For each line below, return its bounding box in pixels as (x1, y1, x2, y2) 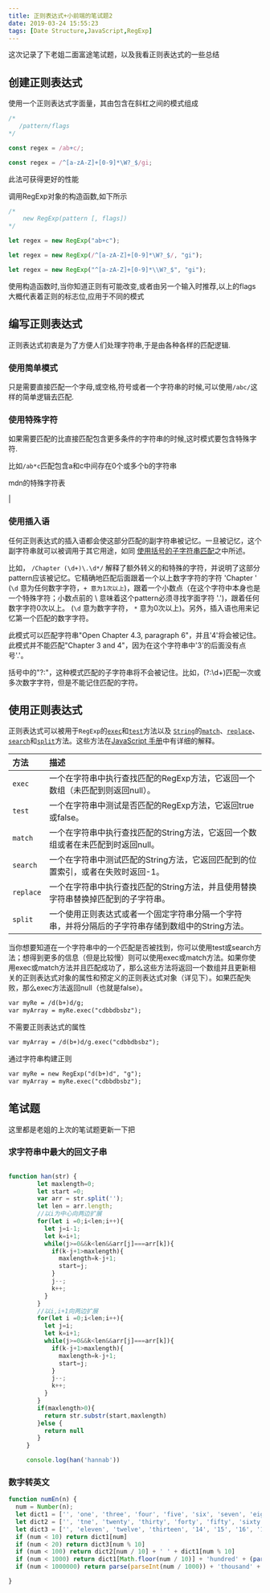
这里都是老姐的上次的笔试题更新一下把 (8, 1124, 135, 1134)
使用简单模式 (8, 362, 59, 373)
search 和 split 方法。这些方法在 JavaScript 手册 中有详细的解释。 (8, 736, 219, 746)
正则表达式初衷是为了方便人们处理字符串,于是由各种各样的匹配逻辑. (8, 340, 231, 350)
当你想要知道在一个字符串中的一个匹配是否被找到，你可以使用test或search (8, 943, 255, 953)
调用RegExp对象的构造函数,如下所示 (8, 191, 128, 201)
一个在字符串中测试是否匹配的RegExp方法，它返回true (49, 800, 255, 811)
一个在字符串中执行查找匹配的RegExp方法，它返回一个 (49, 773, 256, 784)
